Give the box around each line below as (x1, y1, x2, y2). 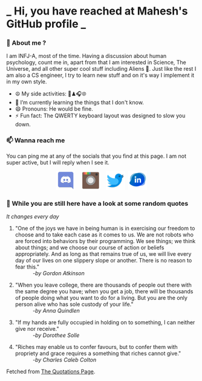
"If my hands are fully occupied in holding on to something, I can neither (15, 319, 195, 326)
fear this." (15, 263, 39, 270)
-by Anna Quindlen (32, 307, 80, 314)
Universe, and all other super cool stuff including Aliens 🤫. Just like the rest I (6, 65, 197, 73)
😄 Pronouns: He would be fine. (15, 105, 94, 112)
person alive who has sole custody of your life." (15, 301, 134, 308)
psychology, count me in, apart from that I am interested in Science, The (6, 59, 186, 66)
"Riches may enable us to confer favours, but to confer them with (15, 344, 178, 351)
